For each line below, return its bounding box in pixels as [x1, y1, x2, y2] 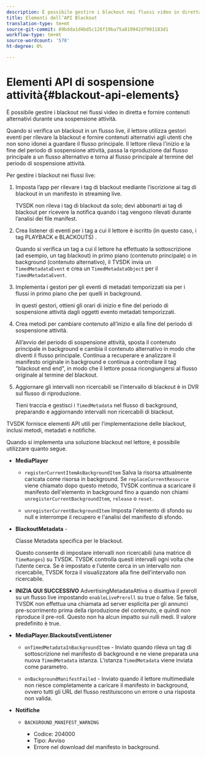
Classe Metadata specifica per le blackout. [15, 537, 124, 544]
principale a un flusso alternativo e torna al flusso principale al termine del [6, 153, 194, 160]
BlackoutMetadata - [15, 525, 67, 532]
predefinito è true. [15, 619, 61, 627]
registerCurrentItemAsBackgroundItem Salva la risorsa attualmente [24, 468, 193, 476]
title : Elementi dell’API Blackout [6, 15, 97, 21]
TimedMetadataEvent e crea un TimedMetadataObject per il [15, 265, 158, 272]
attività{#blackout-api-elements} [6, 88, 180, 102]
